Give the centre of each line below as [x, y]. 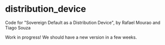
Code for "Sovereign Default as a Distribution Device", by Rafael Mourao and [83, 22]
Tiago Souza [18, 27]
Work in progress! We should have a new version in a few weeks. [71, 37]
